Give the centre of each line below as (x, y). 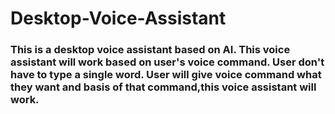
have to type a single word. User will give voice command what (166, 75)
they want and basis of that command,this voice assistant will (163, 87)
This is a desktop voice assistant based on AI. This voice (150, 50)
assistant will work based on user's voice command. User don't (167, 62)
